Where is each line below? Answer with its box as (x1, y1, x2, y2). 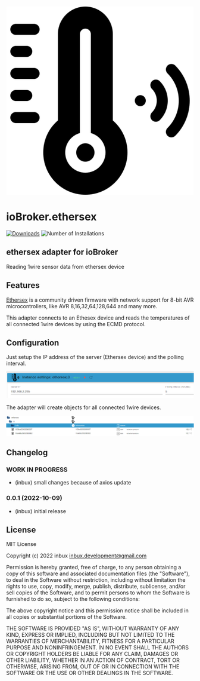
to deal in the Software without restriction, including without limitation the (6, 576, 186, 584)
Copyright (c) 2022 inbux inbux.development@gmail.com (6, 552, 147, 559)
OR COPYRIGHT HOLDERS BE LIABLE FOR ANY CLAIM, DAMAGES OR (6, 651, 179, 658)
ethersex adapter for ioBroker (6, 247, 118, 257)
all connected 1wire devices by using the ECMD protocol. (6, 320, 146, 327)
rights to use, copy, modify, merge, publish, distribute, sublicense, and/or (6, 583, 186, 590)
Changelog (6, 447, 48, 458)
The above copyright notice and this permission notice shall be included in (6, 607, 189, 614)
